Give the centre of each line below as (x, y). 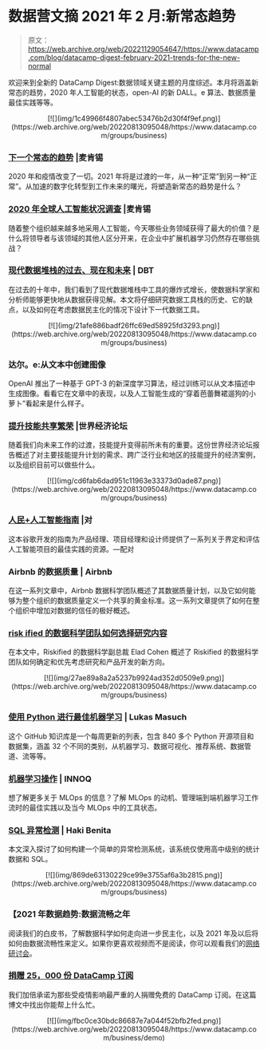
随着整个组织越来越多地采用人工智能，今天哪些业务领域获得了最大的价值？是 (134, 228)
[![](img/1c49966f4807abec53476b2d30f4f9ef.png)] (134, 118)
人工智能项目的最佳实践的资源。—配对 (71, 549)
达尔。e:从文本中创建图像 (57, 364)
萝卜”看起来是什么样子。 (49, 403)
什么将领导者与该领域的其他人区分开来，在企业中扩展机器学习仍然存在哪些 (130, 238)
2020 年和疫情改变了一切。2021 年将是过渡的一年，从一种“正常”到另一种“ (129, 176)
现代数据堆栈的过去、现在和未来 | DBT (81, 271)
